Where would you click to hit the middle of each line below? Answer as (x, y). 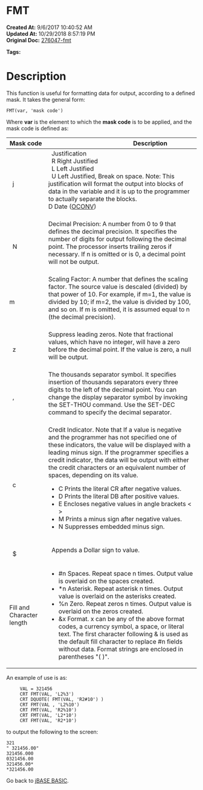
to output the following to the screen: (52, 732)
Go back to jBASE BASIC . (38, 780)
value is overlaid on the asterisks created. (117, 596)
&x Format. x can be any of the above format (121, 619)
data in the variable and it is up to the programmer (119, 191)
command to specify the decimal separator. (110, 412)
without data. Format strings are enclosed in (121, 649)
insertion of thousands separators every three (113, 382)
